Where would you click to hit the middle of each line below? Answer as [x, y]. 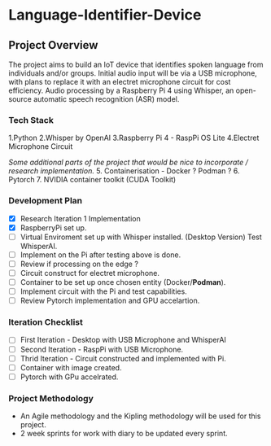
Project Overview [53, 45]
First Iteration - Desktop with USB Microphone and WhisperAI [123, 340]
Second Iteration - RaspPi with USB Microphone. [102, 349]
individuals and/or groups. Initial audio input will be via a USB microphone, [133, 73]
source [20, 99]
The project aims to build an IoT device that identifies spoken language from [136, 64]
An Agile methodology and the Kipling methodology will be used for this [140, 416]
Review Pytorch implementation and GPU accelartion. [110, 301]
